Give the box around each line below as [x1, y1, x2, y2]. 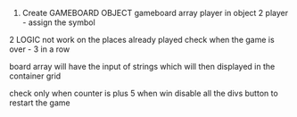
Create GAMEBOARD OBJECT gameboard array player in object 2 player [21, 8, 288, 18]
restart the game [9, 97, 70, 108]
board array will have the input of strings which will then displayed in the [9, 62, 276, 71]
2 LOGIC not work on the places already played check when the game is [9, 35, 275, 45]
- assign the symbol [21, 17, 95, 28]
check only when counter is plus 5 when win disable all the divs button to [9, 88, 278, 98]
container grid [9, 71, 62, 81]
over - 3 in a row [9, 44, 70, 54]
